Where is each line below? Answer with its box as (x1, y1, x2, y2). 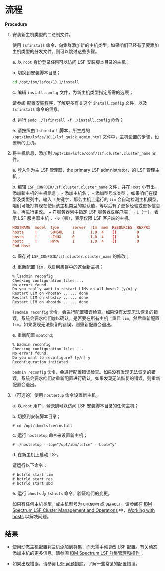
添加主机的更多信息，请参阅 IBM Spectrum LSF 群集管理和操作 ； (12, 550, 145, 556)
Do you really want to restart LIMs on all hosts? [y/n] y (12, 287, 137, 292)
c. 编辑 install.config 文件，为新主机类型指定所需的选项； (12, 89, 134, 95)
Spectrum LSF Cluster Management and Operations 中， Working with (12, 507, 155, 513)
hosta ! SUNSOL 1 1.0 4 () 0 (12, 230, 139, 235)
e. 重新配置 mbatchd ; (12, 332, 54, 338)
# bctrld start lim (12, 472, 53, 477)
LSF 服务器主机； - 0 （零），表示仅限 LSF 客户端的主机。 (18, 215, 133, 221)
